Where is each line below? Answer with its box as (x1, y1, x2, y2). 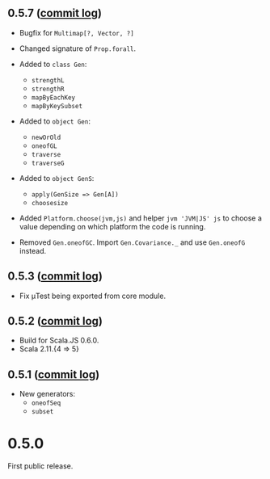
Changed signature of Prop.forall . (19, 44, 137, 53)
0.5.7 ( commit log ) (7, 6, 103, 20)
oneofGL (31, 141, 57, 150)
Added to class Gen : (19, 59, 87, 69)
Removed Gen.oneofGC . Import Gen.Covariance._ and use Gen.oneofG (19, 237, 246, 247)
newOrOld (31, 133, 61, 141)
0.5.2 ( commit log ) (7, 314, 103, 328)
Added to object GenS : (19, 173, 95, 183)
